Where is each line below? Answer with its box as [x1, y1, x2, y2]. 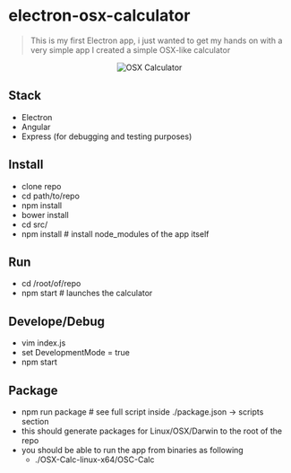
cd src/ [21, 219, 48, 230]
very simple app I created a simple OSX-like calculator [30, 44, 231, 55]
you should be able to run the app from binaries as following [21, 445, 244, 455]
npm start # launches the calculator [21, 288, 153, 299]
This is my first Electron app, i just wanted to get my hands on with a [30, 35, 283, 46]
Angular [21, 121, 51, 132]
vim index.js [21, 337, 66, 348]
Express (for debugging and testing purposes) [21, 131, 193, 142]
